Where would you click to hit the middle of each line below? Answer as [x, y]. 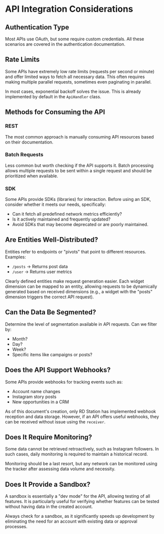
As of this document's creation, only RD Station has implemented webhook [81, 411]
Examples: [15, 257]
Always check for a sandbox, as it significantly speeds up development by [80, 516]
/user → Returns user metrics [42, 272]
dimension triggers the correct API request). [49, 297]
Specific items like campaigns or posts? [52, 354]
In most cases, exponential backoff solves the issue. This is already [73, 91]
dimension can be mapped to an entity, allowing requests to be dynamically [81, 286]
